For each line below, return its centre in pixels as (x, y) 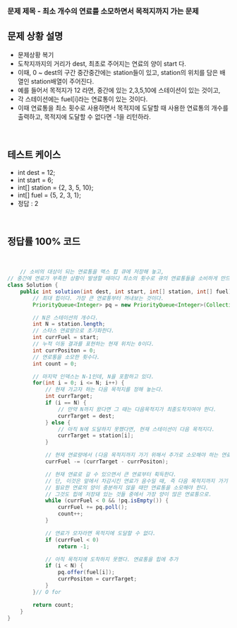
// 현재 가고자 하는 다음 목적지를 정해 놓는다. (104, 390)
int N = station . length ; (69, 324)
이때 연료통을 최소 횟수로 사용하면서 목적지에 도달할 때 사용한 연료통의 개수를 (123, 108)
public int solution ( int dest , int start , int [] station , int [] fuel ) (126, 292)
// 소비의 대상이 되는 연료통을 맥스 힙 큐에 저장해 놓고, (92, 272)
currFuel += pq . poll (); (93, 508)
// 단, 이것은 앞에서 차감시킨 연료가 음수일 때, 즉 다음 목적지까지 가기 (136, 481)
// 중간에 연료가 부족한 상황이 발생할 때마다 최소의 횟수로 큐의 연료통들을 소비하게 (112, 279)
